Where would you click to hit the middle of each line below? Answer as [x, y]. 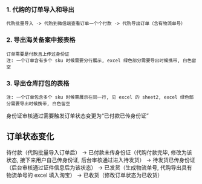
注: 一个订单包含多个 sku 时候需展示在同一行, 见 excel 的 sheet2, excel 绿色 [98, 97]
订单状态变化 [30, 136]
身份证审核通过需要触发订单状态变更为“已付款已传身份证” [78, 116]
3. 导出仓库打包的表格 [38, 83]
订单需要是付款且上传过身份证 [38, 54]
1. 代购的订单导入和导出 [40, 9]
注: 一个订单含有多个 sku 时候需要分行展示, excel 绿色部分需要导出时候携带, [93, 61]
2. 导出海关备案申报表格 [41, 40]
